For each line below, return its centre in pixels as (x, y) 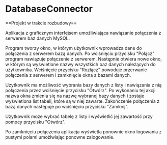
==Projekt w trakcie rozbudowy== (41, 23)
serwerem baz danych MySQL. (38, 38)
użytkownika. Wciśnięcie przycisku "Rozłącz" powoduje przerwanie (76, 70)
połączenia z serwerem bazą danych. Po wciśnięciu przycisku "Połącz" (80, 53)
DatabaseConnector (49, 9)
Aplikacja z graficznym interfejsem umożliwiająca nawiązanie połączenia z (83, 33)
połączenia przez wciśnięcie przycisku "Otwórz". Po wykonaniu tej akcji (80, 90)
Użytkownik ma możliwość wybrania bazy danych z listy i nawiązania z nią (83, 85)
